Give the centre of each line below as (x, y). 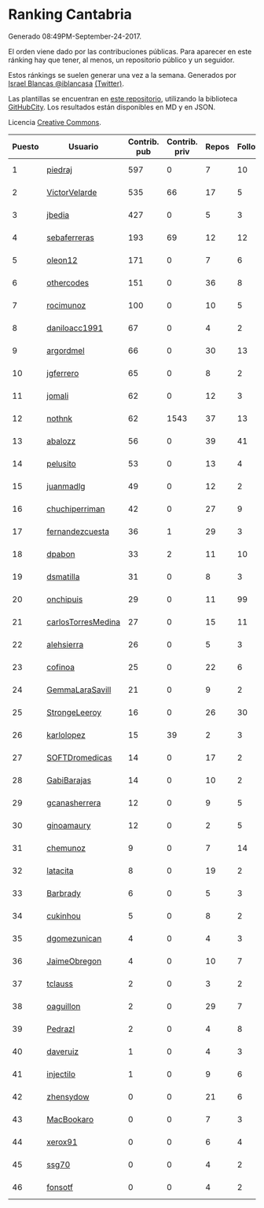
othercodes (68, 282)
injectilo (61, 1074)
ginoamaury (69, 825)
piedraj (60, 169)
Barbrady (64, 893)
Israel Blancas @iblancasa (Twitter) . (66, 83)
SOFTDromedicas (79, 757)
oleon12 (62, 260)
